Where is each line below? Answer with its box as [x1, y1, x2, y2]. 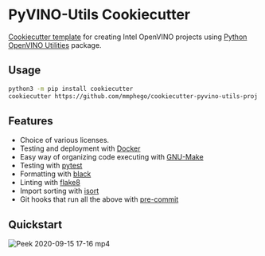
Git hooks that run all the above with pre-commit [19, 195, 179, 204]
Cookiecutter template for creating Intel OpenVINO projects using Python [8, 32, 247, 41]
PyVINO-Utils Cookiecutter [8, 6, 191, 24]
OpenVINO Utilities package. [8, 40, 102, 49]
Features [8, 114, 53, 128]
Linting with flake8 [19, 178, 81, 187]
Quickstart [8, 218, 63, 231]
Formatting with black [19, 169, 92, 179]
